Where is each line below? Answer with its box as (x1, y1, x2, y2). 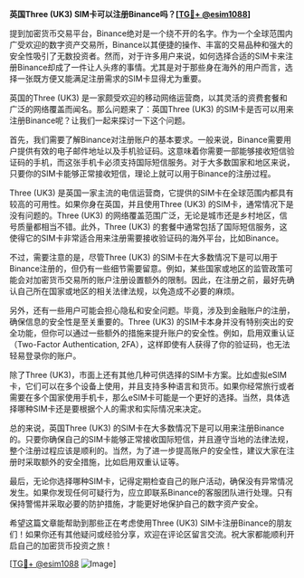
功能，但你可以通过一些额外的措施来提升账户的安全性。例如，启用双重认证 (16, 327, 295, 338)
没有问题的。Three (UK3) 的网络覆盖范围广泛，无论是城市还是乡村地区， (9, 210, 280, 221)
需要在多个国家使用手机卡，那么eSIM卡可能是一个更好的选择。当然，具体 (9, 393, 282, 403)
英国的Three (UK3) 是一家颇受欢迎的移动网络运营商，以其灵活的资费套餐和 (9, 92, 288, 103)
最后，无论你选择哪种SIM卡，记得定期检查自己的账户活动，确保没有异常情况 (9, 476, 294, 487)
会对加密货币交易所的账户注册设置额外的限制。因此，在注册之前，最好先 (16, 275, 287, 285)
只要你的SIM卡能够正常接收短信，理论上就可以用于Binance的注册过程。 (9, 168, 276, 179)
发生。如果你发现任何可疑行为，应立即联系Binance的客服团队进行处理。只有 (9, 488, 294, 497)
